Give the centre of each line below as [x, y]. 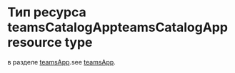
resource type [50, 43]
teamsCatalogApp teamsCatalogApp [118, 27]
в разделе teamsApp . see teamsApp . [61, 62]
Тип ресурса [47, 12]
